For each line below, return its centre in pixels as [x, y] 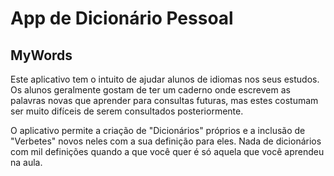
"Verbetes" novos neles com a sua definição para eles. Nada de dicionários [166, 141]
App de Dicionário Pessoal [122, 18]
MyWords [41, 55]
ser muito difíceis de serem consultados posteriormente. [127, 111]
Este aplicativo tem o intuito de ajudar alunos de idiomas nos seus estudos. [165, 79]
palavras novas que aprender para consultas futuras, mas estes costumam [164, 100]
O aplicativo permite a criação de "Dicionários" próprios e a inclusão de [158, 130]
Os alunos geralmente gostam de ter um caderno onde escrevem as [150, 90]
